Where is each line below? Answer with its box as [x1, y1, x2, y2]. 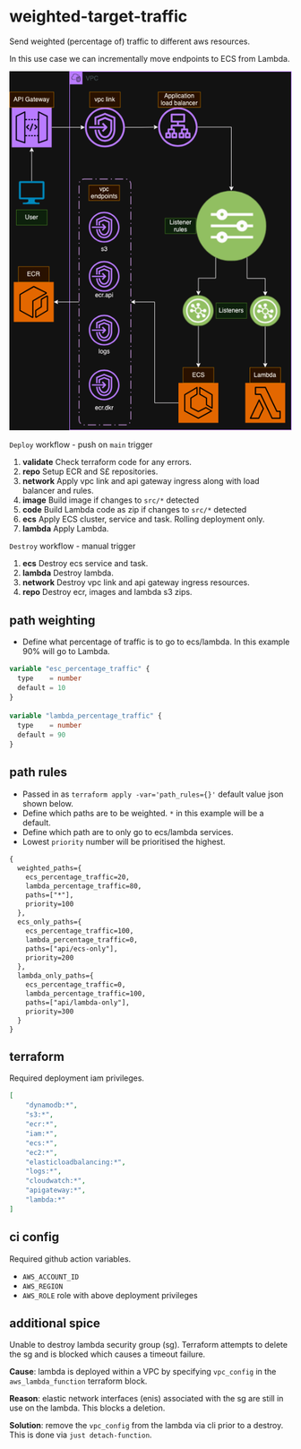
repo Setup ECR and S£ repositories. [21, 466, 159, 477]
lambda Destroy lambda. [21, 567, 114, 579]
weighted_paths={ [17, 863, 82, 873]
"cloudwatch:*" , [25, 1177, 87, 1186]
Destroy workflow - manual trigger [9, 540, 136, 552]
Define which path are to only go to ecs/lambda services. [21, 826, 235, 837]
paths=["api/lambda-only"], [25, 997, 130, 1007]
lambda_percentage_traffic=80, [25, 881, 142, 891]
